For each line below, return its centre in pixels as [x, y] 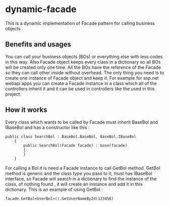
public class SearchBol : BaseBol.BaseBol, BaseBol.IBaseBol [71, 136]
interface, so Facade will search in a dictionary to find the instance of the [81, 179]
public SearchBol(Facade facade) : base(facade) [75, 145]
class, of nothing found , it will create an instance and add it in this [74, 184]
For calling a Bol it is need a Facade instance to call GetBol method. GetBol [83, 168]
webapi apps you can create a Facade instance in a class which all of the [81, 83]
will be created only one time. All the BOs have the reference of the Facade [83, 67]
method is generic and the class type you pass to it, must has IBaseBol [79, 173]
